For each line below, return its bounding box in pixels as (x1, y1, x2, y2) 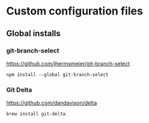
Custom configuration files (6, 4, 143, 18)
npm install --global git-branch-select (6, 71, 109, 78)
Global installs (6, 28, 61, 39)
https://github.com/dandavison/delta (6, 99, 97, 107)
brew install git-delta (6, 111, 66, 117)
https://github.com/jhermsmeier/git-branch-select (6, 60, 130, 67)
